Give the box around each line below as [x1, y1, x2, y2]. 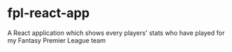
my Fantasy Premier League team [7, 36, 106, 44]
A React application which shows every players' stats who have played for [7, 28, 226, 37]
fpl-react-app [7, 5, 90, 21]
